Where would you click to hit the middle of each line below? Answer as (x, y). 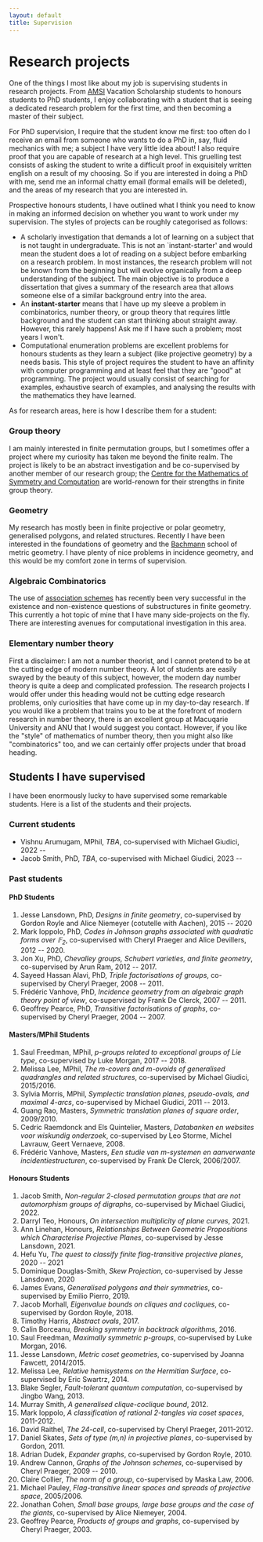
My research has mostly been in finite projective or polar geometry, (117, 527)
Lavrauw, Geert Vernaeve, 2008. (72, 1143)
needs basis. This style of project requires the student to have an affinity (137, 363)
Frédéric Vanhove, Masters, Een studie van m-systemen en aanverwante (138, 1152)
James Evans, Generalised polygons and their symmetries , (115, 1288)
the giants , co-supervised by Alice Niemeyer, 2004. (103, 1513)
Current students (42, 825)
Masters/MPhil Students (49, 1035)
